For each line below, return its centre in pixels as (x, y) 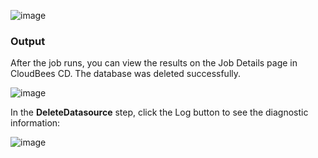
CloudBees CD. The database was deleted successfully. (126, 74)
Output (28, 41)
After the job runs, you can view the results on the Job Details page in (154, 63)
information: (35, 123)
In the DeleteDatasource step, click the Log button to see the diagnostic (159, 112)
